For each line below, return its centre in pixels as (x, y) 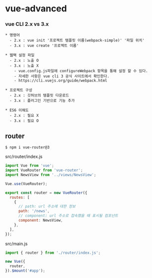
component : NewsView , (41, 221)
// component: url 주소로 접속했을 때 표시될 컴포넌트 (68, 216)
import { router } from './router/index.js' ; (53, 253)
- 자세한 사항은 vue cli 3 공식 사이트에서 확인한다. (62, 76)
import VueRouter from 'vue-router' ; (44, 170)
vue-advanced (36, 9)
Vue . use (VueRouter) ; (26, 184)
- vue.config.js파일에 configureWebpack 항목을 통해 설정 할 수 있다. (81, 71)
